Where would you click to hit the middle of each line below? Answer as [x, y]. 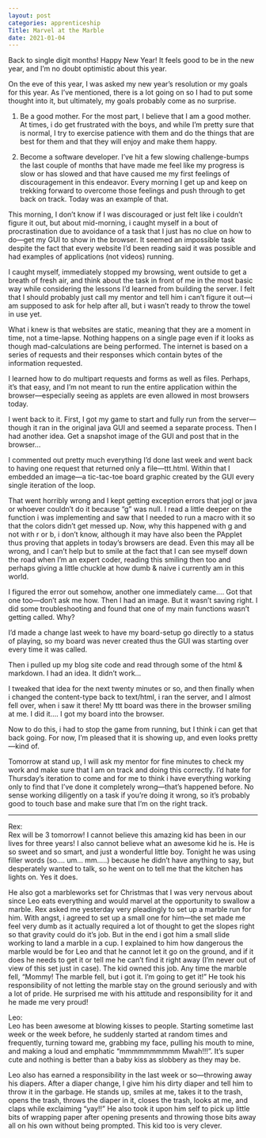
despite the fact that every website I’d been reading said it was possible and [132, 248]
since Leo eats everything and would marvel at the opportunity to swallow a [132, 901]
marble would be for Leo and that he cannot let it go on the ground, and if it [131, 952]
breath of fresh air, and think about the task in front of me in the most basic [131, 281]
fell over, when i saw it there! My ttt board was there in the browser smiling [130, 705]
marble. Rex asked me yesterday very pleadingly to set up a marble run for [130, 909]
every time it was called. [48, 650]
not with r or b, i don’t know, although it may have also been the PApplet [125, 534]
